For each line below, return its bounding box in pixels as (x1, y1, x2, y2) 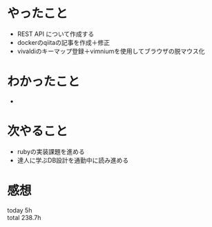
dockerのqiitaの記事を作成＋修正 (17, 38, 110, 46)
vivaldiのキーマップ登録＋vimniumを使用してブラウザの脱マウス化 (17, 47, 205, 55)
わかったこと (7, 74, 81, 90)
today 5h (7, 206, 32, 214)
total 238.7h (7, 213, 41, 221)
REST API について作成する (17, 30, 95, 38)
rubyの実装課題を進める (17, 147, 85, 155)
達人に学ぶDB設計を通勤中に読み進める (17, 156, 129, 164)
